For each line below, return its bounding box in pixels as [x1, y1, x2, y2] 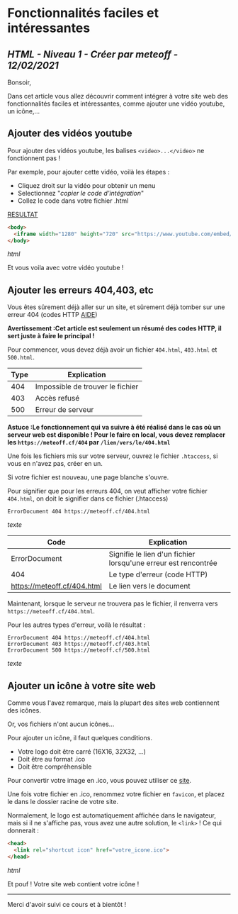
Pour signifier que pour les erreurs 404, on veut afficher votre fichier [7, 487, 208, 496]
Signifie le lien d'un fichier [108, 550, 195, 559]
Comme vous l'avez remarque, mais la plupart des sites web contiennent [7, 698, 220, 707]
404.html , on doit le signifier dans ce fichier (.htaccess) [7, 494, 169, 503]
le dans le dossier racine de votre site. [7, 798, 119, 806]
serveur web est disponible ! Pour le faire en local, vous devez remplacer [7, 430, 225, 439]
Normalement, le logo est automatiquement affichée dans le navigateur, [7, 811, 216, 820]
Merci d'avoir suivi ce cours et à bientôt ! [7, 900, 127, 908]
